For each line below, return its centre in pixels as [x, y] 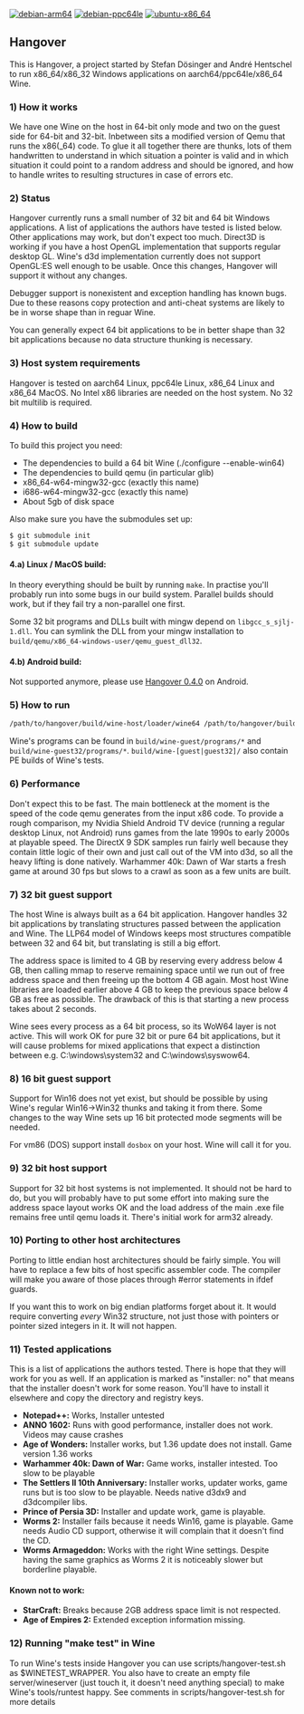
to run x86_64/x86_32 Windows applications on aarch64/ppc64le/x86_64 [146, 73]
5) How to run [40, 705]
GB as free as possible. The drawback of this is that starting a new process [149, 999]
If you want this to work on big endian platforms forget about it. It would [143, 1306]
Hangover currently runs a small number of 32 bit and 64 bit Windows [140, 218]
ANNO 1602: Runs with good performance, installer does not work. [147, 1425]
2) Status [30, 198]
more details [33, 1701]
